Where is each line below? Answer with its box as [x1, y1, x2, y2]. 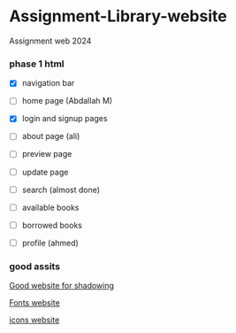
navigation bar [21, 78, 75, 89]
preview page [21, 149, 72, 159]
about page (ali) [21, 131, 80, 142]
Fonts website [9, 298, 60, 308]
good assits [9, 259, 60, 272]
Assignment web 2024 [9, 35, 92, 46]
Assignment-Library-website [9, 6, 227, 27]
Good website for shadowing [9, 281, 115, 291]
